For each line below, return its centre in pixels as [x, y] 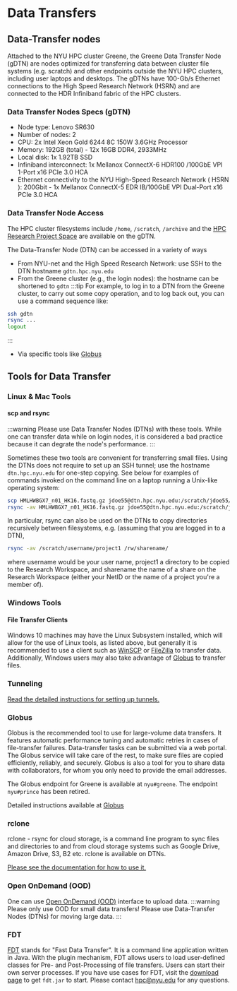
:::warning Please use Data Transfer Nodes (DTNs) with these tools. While [115, 429]
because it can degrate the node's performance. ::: [81, 444]
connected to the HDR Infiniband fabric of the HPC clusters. [94, 94]
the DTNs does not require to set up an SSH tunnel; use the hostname [109, 465]
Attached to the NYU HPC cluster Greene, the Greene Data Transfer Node [114, 56]
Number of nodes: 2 [47, 135]
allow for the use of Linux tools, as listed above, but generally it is [102, 643]
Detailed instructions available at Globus [66, 805]
